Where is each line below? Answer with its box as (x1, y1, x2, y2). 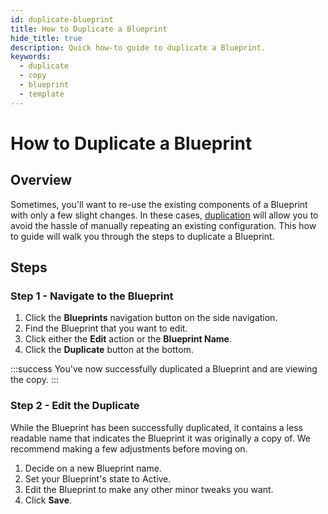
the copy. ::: (10, 374, 59, 386)
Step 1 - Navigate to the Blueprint (10, 289, 174, 303)
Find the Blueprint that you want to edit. (24, 322, 188, 335)
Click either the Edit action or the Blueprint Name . (24, 333, 232, 345)
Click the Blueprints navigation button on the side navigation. (24, 312, 278, 324)
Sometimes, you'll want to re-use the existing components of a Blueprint (10, 198, 308, 210)
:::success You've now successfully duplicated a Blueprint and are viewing (10, 363, 318, 375)
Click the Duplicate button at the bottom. (24, 344, 194, 356)
